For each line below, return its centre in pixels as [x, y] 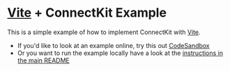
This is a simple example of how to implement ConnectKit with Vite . [104, 32]
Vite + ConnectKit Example [87, 13]
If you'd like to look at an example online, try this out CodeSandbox [114, 45]
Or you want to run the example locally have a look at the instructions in [120, 53]
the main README [43, 60]
